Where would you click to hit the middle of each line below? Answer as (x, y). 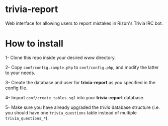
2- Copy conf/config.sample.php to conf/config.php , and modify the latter (82, 67)
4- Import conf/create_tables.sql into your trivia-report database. (75, 97)
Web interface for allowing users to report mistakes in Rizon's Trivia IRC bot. (84, 23)
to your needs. (20, 73)
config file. (16, 88)
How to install (34, 44)
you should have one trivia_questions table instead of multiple (71, 112)
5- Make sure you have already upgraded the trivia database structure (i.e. (82, 107)
